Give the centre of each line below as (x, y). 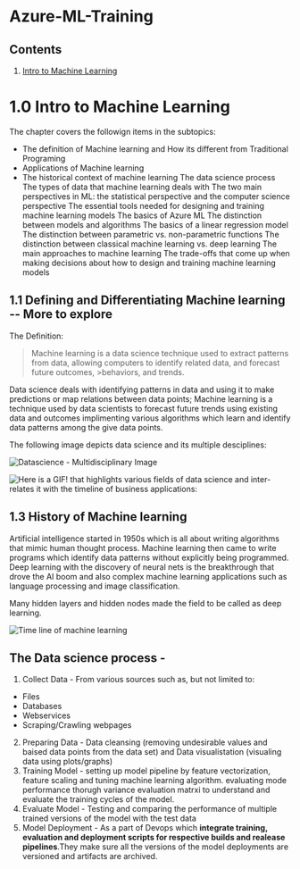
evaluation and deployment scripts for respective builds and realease (154, 838)
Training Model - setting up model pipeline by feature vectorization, (146, 771)
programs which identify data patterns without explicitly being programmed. (149, 557)
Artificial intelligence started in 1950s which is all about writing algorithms (144, 539)
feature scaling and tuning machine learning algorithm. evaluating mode (154, 781)
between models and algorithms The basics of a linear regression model (155, 224)
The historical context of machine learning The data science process (149, 177)
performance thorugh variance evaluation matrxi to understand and (146, 790)
